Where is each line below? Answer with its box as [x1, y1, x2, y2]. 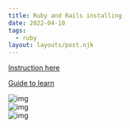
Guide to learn [8, 79, 55, 88]
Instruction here [8, 63, 60, 72]
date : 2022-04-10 [8, 19, 66, 27]
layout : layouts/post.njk [8, 41, 94, 49]
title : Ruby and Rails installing [8, 11, 123, 20]
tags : [8, 26, 26, 34]
